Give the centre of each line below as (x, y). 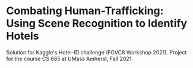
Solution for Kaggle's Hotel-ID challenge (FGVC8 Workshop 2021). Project (96, 52)
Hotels (23, 36)
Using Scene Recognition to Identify (97, 23)
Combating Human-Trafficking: (85, 11)
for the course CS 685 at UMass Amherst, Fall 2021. (70, 59)
